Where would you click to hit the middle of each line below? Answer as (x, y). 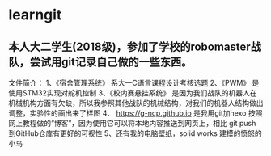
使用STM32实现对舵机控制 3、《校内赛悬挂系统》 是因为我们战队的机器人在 (133, 93)
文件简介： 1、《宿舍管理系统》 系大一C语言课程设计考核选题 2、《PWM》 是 (134, 83)
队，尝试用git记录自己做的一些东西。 (100, 62)
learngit (35, 15)
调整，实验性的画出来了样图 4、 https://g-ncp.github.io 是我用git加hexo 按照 (135, 113)
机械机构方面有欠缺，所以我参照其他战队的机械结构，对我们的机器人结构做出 (136, 103)
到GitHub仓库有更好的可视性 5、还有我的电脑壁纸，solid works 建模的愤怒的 (135, 133)
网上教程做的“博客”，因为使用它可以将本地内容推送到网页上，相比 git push (132, 123)
